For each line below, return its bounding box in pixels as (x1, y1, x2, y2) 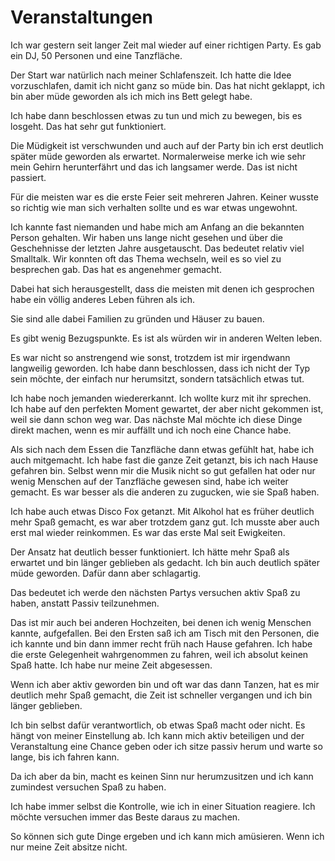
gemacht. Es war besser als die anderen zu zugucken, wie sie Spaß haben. (10, 486, 320, 498)
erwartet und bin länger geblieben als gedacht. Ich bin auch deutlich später (10, 556, 320, 568)
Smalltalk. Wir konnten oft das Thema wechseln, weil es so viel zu (10, 252, 282, 265)
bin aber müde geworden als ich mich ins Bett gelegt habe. (10, 90, 253, 102)
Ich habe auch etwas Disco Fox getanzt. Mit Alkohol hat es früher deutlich (10, 505, 315, 517)
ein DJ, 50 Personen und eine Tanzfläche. (10, 49, 183, 61)
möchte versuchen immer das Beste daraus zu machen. (10, 811, 241, 823)
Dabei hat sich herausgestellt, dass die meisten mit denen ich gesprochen (10, 282, 315, 295)
